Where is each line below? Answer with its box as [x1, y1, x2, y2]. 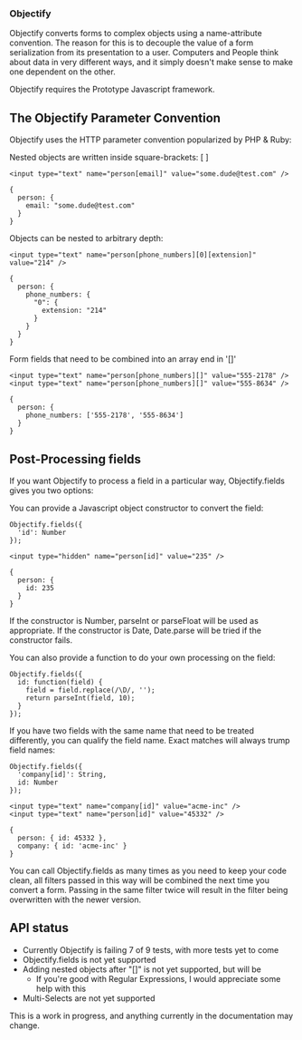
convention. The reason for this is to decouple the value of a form [9, 37, 254, 48]
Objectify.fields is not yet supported [22, 954, 156, 965]
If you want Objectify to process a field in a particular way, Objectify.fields [9, 475, 285, 486]
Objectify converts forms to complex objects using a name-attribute [9, 28, 262, 39]
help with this [35, 983, 87, 994]
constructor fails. [9, 634, 73, 646]
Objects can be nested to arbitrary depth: [9, 233, 164, 244]
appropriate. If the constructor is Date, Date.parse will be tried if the [9, 625, 262, 636]
